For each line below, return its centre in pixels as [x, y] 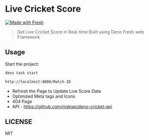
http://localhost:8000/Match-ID [38, 82]
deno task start [21, 73]
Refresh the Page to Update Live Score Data [56, 91]
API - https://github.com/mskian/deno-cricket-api [62, 106]
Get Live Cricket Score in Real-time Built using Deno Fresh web [80, 32]
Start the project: [22, 64]
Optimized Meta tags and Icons [44, 96]
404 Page [22, 101]
